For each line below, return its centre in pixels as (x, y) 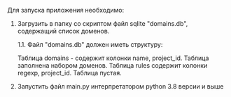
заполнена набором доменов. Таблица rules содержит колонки (112, 65)
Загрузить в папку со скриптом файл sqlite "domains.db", (103, 23)
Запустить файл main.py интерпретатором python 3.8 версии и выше (120, 86)
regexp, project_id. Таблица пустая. (70, 73)
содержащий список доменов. (63, 31)
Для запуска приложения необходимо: (66, 10)
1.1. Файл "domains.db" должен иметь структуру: (90, 44)
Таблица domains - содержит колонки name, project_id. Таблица (113, 58)
